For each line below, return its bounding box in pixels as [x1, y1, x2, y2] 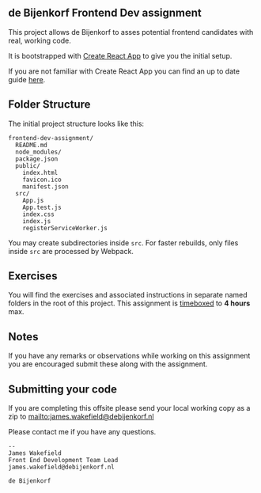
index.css [22, 210, 55, 218]
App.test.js [22, 203, 62, 211]
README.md [15, 141, 47, 149]
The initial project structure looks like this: [8, 119, 145, 128]
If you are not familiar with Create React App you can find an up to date [8, 66, 240, 76]
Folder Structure [8, 98, 91, 112]
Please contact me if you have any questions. [8, 427, 157, 437]
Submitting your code [8, 382, 117, 396]
